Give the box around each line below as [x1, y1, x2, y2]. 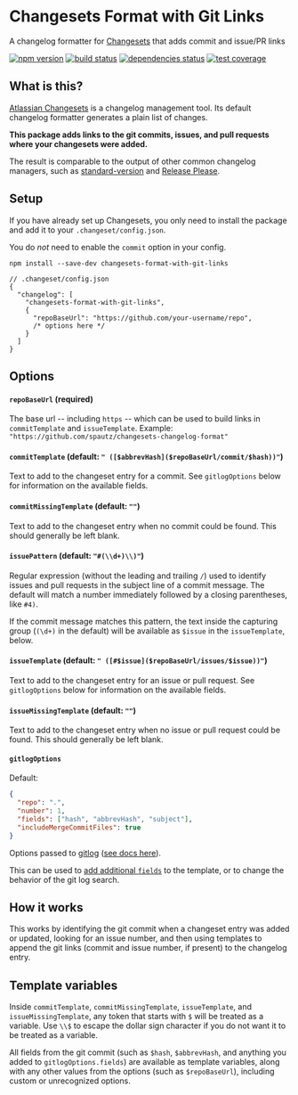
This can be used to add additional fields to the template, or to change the [9, 864, 285, 875]
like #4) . [9, 599, 38, 609]
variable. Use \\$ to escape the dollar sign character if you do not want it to [9, 1020, 286, 1031]
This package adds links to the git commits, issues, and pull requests [9, 129, 270, 140]
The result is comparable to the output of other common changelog [9, 156, 256, 167]
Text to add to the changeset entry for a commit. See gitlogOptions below [9, 470, 282, 482]
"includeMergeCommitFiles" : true [17, 822, 141, 832]
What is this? [9, 78, 84, 94]
